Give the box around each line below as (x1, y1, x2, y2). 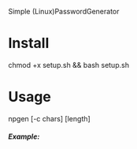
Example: (8, 132, 40, 141)
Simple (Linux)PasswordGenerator (8, 7, 120, 16)
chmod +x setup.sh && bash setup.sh (8, 60, 130, 69)
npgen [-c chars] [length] (8, 114, 91, 123)
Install (8, 35, 50, 52)
